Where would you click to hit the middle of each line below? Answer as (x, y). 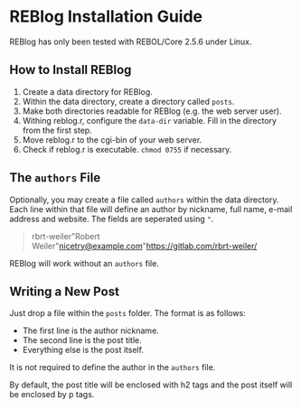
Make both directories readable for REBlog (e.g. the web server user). (152, 111)
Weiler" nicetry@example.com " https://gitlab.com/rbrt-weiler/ (144, 246)
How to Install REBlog (71, 70)
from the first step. (57, 130)
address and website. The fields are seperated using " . (112, 218)
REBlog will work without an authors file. (85, 263)
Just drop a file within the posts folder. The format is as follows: (127, 313)
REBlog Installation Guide (106, 17)
